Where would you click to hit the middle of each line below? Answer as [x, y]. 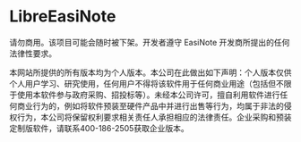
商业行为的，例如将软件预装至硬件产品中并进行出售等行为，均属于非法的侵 [154, 105]
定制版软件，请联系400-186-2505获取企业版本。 [99, 128]
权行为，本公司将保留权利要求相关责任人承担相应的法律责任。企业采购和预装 [150, 117]
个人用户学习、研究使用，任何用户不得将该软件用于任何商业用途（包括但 [142, 83]
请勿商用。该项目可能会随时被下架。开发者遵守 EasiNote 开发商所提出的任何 [150, 42]
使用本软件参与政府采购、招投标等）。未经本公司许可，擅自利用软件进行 [148, 95]
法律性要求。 [33, 53]
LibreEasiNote [63, 17]
